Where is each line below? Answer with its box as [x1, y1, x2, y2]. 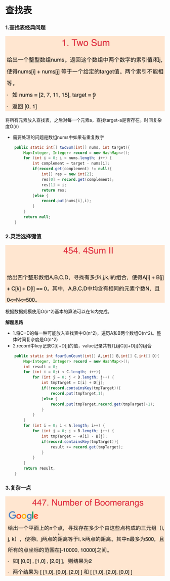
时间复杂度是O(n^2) [17, 336, 58, 342]
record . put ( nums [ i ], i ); [41, 199, 92, 204]
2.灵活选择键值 [5, 233, 41, 240]
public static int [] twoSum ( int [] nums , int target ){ [14, 145, 130, 150]
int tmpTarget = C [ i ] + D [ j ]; [41, 380, 105, 385]
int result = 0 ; [23, 364, 58, 369]
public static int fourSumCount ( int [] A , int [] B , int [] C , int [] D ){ [14, 353, 160, 359]
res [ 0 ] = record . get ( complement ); [41, 177, 114, 182]
